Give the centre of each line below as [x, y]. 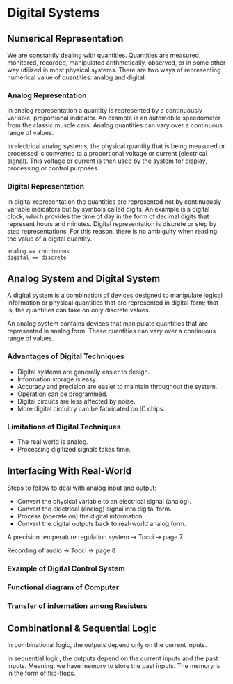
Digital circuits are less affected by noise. [76, 401]
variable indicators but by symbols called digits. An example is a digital [109, 209]
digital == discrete [37, 257]
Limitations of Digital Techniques [64, 427]
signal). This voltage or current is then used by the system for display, [107, 161]
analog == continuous [39, 251]
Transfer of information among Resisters [77, 605]
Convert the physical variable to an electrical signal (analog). [104, 501]
